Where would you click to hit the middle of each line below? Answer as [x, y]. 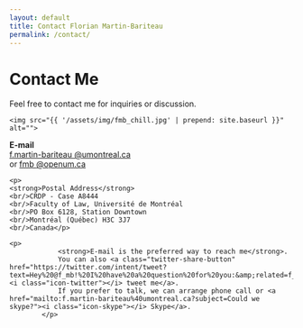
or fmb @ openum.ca [48, 164]
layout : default [40, 18]
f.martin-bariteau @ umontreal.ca [70, 155]
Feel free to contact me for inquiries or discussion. [103, 104]
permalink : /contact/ [50, 34]
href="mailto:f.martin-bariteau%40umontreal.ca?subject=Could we [134, 299]
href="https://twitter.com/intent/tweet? [88, 268]
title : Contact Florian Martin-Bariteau [87, 26]
